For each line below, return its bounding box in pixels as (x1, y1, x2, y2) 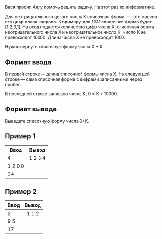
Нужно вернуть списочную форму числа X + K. (5, 44, 104, 49)
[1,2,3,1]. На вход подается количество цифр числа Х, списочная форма (5, 24, 155, 30)
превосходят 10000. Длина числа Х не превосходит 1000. (5, 34, 125, 40)
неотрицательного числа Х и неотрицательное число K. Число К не (5, 29, 146, 35)
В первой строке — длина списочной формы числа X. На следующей (5, 71, 150, 77)
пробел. (5, 81, 22, 87)
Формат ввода (5, 58, 52, 66)
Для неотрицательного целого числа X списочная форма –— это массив (5, 14, 157, 19)
